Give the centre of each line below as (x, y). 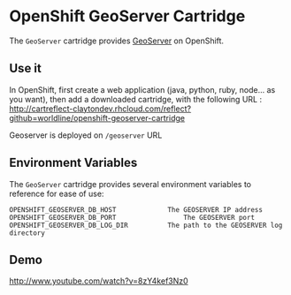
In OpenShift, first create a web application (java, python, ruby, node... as (142, 89)
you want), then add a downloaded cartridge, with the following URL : (136, 99)
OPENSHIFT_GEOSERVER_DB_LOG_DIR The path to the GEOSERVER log (146, 225)
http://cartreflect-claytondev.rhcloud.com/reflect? (100, 109)
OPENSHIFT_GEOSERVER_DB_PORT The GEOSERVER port (132, 217)
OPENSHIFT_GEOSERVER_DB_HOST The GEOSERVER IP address (136, 209)
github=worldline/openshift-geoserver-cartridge (97, 117)
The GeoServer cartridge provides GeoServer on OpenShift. (116, 41)
